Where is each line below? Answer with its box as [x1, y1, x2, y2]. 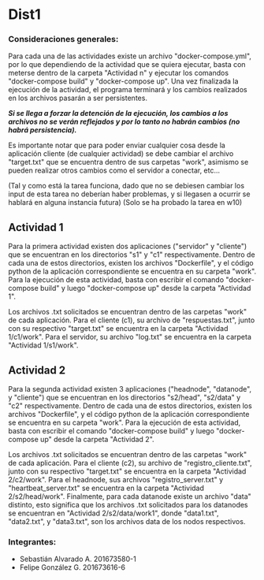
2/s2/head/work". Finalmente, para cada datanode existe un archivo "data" [8, 492, 252, 501]
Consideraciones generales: [8, 34, 119, 45]
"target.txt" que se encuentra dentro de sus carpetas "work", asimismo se [8, 158, 249, 167]
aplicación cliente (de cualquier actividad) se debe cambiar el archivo [8, 149, 234, 158]
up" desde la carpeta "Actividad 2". [40, 435, 155, 444]
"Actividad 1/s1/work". [8, 340, 79, 350]
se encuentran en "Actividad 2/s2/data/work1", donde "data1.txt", [8, 508, 219, 518]
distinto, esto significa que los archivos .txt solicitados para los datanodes [8, 500, 248, 510]
